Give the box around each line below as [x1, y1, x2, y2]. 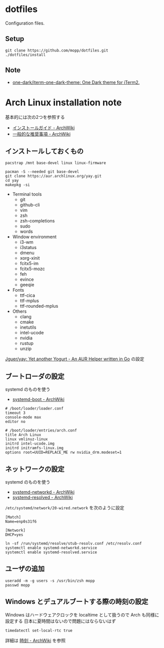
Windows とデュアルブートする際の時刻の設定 [5, 597, 148, 606]
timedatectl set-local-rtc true [5, 628, 72, 633]
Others [12, 308, 27, 314]
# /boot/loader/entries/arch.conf [5, 428, 77, 433]
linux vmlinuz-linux [5, 437, 48, 442]
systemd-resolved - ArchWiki [12, 494, 73, 500]
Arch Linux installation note [5, 97, 122, 108]
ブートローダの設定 [5, 372, 64, 380]
